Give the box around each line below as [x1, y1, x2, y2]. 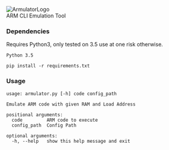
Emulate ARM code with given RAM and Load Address [6, 101, 136, 107]
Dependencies [6, 27, 50, 36]
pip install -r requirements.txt [6, 63, 90, 69]
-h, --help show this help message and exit [11, 138, 131, 144]
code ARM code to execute [11, 117, 98, 123]
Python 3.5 [6, 52, 34, 58]
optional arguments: [6, 133, 58, 139]
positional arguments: [6, 111, 63, 117]
